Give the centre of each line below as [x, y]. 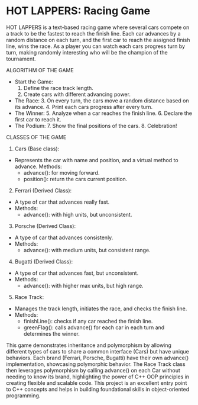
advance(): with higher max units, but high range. [83, 285]
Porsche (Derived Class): [45, 226]
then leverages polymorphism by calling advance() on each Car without [93, 370]
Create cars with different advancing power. [77, 94]
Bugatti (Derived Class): [44, 261]
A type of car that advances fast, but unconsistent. [77, 273]
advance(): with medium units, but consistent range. [87, 250]
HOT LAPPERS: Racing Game [78, 11]
